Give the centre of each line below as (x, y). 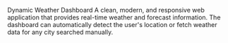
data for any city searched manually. (60, 32)
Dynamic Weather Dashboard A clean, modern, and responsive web (106, 10)
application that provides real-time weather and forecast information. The (114, 17)
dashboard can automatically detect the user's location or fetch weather (112, 25)
